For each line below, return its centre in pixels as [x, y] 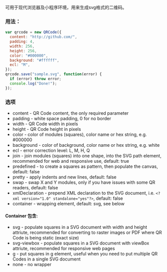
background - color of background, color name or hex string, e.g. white [86, 145]
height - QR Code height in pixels [47, 129]
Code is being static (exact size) [46, 238]
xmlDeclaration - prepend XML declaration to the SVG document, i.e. [83, 193]
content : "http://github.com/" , [44, 37]
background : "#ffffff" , [34, 60]
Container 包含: [22, 216]
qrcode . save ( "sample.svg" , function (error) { [53, 74]
